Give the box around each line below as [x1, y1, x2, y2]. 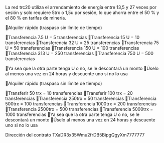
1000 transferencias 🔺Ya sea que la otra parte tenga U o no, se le [5, 111, 139, 117]
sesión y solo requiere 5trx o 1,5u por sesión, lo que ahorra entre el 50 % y [5, 10, 159, 16]
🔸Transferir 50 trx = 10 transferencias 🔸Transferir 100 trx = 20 [5, 90, 133, 96]
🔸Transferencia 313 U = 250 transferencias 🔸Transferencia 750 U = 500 [5, 50, 154, 56]
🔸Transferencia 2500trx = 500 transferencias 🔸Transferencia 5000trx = [5, 106, 153, 112]
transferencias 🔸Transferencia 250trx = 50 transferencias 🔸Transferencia [5, 95, 157, 101]
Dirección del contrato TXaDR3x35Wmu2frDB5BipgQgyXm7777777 [5, 132, 145, 137]
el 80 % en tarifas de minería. [5, 15, 66, 21]
